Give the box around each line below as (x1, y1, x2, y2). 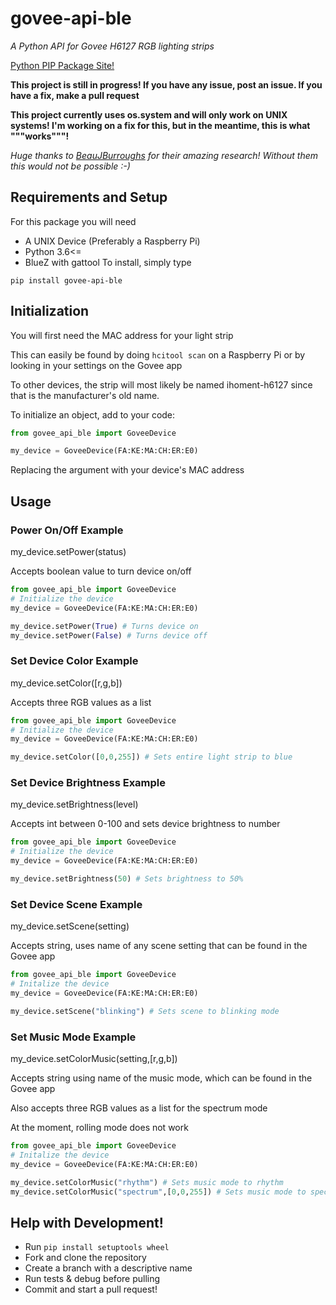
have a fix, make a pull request (10, 89, 140, 101)
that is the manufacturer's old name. (10, 389, 160, 401)
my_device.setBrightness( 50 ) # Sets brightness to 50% (10, 874, 244, 884)
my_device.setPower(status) (10, 546, 127, 557)
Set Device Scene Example (10, 897, 143, 911)
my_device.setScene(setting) (10, 920, 130, 932)
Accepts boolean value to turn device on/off (10, 565, 192, 577)
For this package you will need (10, 215, 137, 227)
